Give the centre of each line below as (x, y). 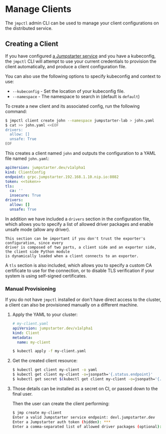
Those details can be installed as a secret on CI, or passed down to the (85, 388)
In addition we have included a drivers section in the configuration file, (78, 219)
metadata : (23, 337)
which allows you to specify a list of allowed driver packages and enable (79, 224)
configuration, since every (34, 243)
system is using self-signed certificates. (46, 276)
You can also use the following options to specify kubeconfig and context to (83, 76)
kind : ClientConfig (25, 172)
